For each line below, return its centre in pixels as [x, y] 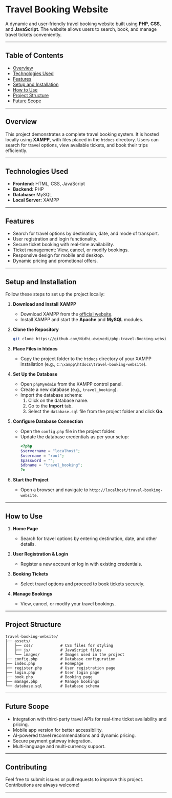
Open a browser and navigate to [54, 490]
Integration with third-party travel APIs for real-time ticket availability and [90, 719]
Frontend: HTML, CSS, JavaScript [49, 184]
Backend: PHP [28, 189]
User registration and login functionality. [55, 239]
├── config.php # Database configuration [60, 659]
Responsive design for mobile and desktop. [58, 255]
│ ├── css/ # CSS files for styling [59, 645]
